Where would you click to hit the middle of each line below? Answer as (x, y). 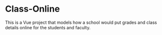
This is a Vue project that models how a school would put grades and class (81, 22)
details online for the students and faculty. (48, 27)
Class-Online (32, 9)
